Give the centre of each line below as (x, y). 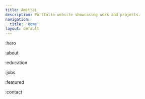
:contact (14, 92)
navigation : (18, 19)
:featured (15, 82)
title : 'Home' (24, 24)
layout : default (22, 29)
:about (12, 53)
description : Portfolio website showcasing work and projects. (73, 15)
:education (16, 63)
